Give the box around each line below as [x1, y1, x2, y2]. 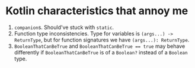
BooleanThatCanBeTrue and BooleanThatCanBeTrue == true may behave [14, 43, 186, 50]
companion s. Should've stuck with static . [14, 24, 114, 31]
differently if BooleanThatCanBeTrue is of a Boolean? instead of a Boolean [14, 48, 188, 56]
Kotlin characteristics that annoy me [5, 4, 188, 18]
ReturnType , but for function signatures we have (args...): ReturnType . [14, 36, 190, 43]
